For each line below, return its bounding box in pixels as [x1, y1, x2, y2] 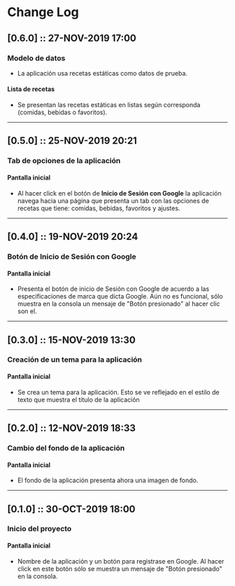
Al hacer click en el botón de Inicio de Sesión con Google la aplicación [17, 189, 222, 197]
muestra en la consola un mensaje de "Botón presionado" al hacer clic [17, 299, 220, 308]
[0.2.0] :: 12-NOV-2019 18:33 [7, 422, 136, 435]
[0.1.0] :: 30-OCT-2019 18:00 [7, 503, 136, 515]
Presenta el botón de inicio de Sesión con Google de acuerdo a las [17, 285, 210, 293]
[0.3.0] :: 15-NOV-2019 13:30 [7, 334, 136, 346]
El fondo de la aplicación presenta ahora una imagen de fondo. [17, 476, 199, 484]
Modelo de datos [7, 53, 66, 63]
